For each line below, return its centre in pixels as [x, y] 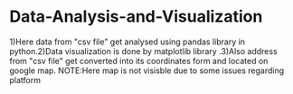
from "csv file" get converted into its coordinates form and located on [139, 61]
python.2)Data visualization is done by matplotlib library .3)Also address [143, 51]
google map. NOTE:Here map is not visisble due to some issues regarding [147, 70]
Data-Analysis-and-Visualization [136, 17]
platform [25, 80]
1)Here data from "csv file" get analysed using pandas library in [128, 42]
